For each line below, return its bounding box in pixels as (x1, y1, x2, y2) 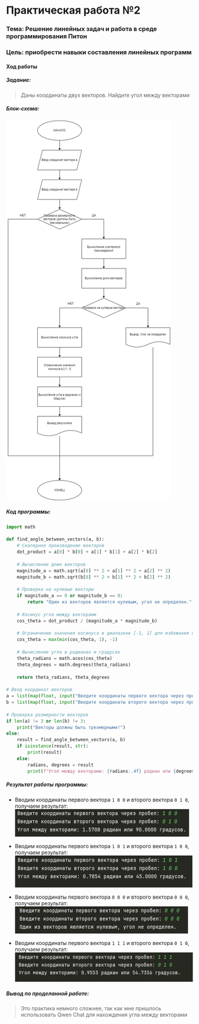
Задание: (6, 77, 31, 84)
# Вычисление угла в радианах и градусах (17, 649, 120, 655)
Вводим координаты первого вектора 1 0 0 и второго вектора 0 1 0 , (14, 796, 190, 803)
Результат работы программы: (6, 781, 88, 788)
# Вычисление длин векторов (17, 561, 86, 567)
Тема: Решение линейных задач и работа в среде (6, 25, 158, 33)
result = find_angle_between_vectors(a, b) (17, 737, 126, 743)
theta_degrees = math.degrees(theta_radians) (17, 662, 131, 668)
